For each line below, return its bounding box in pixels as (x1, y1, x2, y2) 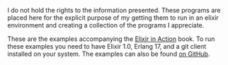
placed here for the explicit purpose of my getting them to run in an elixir (7, 13, 220, 22)
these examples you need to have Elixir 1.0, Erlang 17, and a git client (7, 42, 207, 50)
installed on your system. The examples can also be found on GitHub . (7, 49, 210, 58)
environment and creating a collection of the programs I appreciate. (7, 21, 205, 29)
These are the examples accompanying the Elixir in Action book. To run (7, 35, 215, 43)
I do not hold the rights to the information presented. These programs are (7, 6, 221, 14)
